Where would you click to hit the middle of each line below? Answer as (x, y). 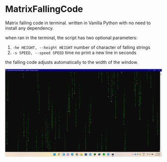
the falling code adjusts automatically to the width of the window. (72, 62)
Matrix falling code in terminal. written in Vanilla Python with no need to (78, 23)
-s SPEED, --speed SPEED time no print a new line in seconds (74, 53)
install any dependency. (29, 28)
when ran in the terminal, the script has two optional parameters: (71, 38)
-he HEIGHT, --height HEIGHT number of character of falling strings (81, 47)
